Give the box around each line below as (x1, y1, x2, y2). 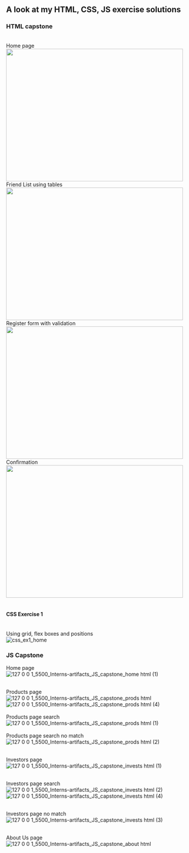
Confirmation (6, 458, 38, 465)
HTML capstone (6, 22, 53, 31)
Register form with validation (6, 319, 76, 326)
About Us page (6, 834, 43, 841)
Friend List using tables (6, 181, 63, 188)
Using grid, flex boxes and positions (6, 630, 93, 637)
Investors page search (6, 780, 61, 787)
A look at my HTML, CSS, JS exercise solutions (6, 5, 181, 15)
